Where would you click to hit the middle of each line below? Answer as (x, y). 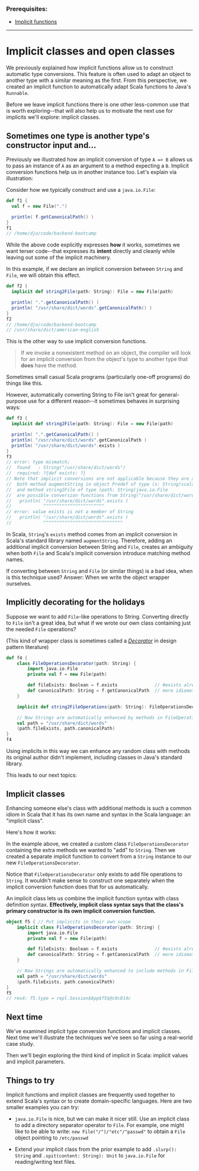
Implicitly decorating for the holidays (76, 602)
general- (169, 395)
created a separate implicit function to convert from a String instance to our (99, 856)
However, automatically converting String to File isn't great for (82, 395)
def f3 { (17, 418)
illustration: (20, 178)
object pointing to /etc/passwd (52, 1137)
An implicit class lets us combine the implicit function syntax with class (93, 898)
